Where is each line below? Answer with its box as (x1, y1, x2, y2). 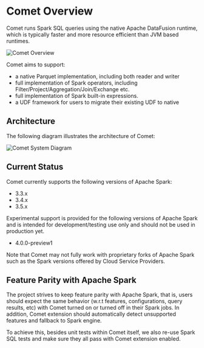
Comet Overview (6, 4, 93, 18)
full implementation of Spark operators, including (15, 79, 138, 86)
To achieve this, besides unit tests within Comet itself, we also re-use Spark (6, 329, 195, 336)
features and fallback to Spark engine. (6, 317, 102, 324)
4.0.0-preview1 (15, 239, 53, 246)
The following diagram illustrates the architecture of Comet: (6, 132, 155, 139)
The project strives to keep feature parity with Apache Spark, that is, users (6, 291, 193, 299)
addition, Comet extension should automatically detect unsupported (6, 310, 176, 318)
